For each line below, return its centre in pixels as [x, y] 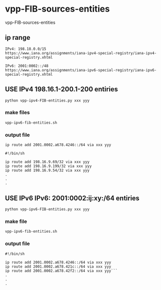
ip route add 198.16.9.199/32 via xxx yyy [48, 166]
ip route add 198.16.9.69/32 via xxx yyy [47, 162]
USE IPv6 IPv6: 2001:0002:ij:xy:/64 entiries [72, 198]
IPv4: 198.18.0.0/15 [26, 49]
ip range [18, 38]
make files [17, 113]
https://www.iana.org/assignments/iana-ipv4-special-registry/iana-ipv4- [81, 53]
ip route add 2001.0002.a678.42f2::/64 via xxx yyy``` [61, 271]
